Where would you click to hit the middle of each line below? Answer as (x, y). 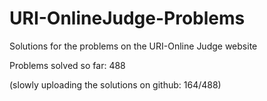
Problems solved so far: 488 (67, 65)
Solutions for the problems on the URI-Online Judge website (133, 46)
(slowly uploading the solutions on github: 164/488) (115, 84)
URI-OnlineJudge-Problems (127, 18)
